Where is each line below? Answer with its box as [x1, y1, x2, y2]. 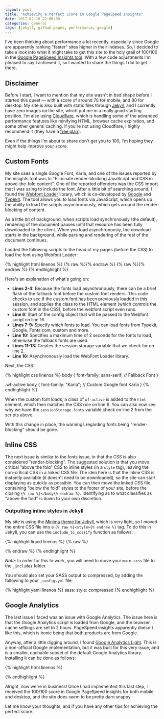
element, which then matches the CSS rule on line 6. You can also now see [5, 401, 156, 407]
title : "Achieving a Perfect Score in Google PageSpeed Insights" [5, 12, 143, 17]
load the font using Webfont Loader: [5, 252, 78, 258]
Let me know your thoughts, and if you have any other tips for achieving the [5, 703, 158, 709]
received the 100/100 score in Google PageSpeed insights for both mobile [5, 689, 154, 695]
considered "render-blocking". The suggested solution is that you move [5, 459, 149, 465]
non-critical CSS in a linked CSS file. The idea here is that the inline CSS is [5, 469, 155, 475]
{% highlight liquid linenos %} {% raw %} [5, 538, 88, 544]
